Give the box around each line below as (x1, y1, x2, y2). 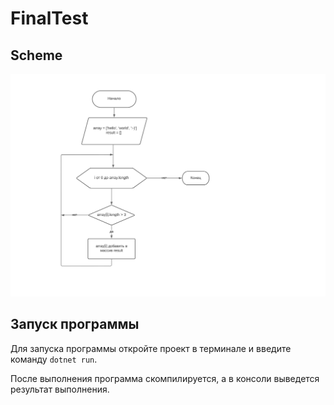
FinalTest (10, 7, 89, 30)
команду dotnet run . (10, 353, 98, 365)
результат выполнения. (10, 383, 110, 395)
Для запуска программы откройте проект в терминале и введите (10, 342, 292, 354)
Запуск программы (10, 316, 140, 333)
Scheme (10, 47, 63, 64)
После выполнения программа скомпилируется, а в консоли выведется (10, 372, 320, 384)
